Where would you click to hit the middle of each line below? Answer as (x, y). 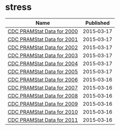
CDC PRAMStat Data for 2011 (43, 120)
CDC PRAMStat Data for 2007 (43, 87)
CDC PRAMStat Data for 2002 (43, 47)
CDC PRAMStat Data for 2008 (43, 96)
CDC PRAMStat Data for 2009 (43, 104)
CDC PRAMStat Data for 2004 (43, 64)
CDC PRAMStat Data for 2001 (43, 39)
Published (98, 23)
